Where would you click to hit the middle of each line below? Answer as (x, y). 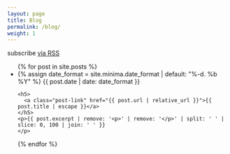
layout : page (26, 14)
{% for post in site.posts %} (57, 66)
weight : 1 (22, 33)
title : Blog (24, 20)
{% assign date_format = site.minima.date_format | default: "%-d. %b (117, 74)
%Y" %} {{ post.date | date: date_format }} (79, 82)
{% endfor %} (37, 144)
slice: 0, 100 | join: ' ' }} (62, 125)
